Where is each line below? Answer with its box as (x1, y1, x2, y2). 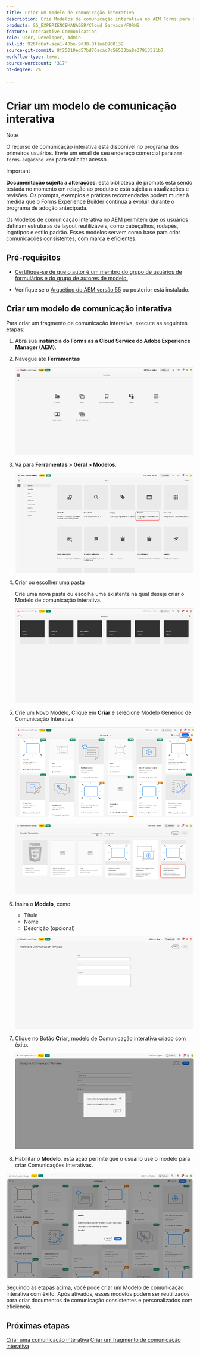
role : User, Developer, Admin (6, 35, 82, 41)
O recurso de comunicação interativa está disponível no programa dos (6, 143, 179, 151)
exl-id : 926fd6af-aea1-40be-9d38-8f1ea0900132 (6, 41, 124, 47)
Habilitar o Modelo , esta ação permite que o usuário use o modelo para (14, 1155, 190, 1163)
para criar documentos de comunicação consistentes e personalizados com (6, 1297, 193, 1304)
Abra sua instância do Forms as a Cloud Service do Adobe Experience (14, 337, 190, 344)
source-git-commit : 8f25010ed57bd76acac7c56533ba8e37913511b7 (6, 48, 164, 54)
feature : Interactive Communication (6, 29, 97, 35)
